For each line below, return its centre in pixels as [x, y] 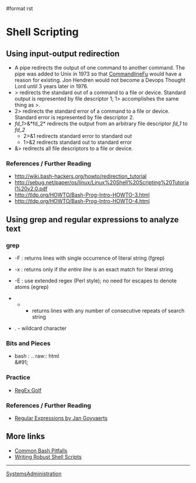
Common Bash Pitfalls [41, 450]
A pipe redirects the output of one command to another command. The [100, 68]
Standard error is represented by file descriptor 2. [74, 117]
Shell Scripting [42, 32]
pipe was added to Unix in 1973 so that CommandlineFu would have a [98, 74]
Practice [18, 378]
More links [26, 437]
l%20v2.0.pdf [31, 189]
